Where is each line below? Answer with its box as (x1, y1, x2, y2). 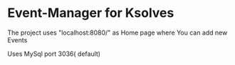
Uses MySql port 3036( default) (7, 49, 101, 58)
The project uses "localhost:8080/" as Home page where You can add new (7, 28, 228, 37)
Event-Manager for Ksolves (7, 5, 174, 21)
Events (7, 35, 28, 44)
